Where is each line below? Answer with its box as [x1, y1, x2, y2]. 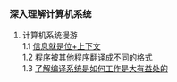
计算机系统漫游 [21, 29, 78, 41]
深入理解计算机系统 [9, 7, 92, 20]
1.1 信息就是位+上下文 [21, 41, 101, 52]
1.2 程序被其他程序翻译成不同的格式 [21, 52, 153, 63]
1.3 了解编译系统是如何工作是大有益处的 [21, 63, 168, 74]
